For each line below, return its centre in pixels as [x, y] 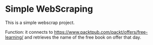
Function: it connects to [29, 32]
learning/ [14, 37]
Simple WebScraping [49, 9]
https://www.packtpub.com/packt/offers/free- [101, 32]
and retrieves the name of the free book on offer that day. [83, 37]
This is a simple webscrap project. [40, 22]
